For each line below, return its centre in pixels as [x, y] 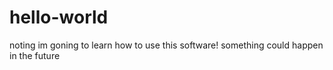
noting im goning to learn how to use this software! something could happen [166, 45]
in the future [35, 55]
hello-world [59, 17]
